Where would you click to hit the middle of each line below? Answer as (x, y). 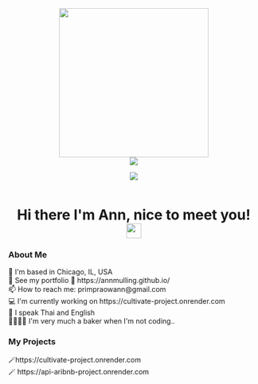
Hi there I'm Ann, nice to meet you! (134, 215)
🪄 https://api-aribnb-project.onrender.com (79, 371)
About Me (28, 255)
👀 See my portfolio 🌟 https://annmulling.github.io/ (89, 281)
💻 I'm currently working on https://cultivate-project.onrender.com (117, 301)
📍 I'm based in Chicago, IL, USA (61, 272)
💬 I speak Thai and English (52, 312)
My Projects (32, 342)
